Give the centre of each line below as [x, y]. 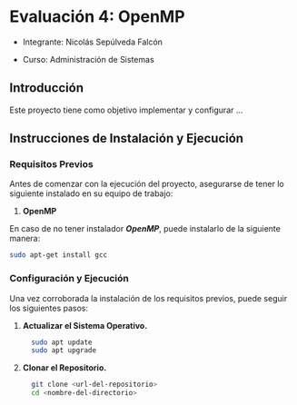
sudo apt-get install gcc [58, 255]
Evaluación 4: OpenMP [97, 17]
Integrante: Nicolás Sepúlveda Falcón [93, 42]
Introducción [47, 88]
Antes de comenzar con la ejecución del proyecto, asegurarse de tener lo [147, 184]
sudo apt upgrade [64, 351]
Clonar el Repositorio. [64, 368]
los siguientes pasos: [49, 308]
